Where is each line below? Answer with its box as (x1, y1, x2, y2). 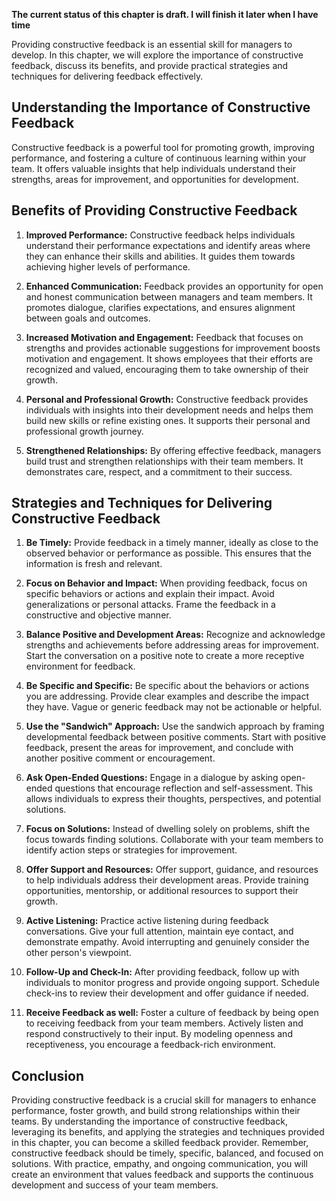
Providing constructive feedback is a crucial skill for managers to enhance (11, 1094, 317, 1106)
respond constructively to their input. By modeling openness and (25, 1028, 293, 1040)
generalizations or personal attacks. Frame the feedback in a (25, 599, 276, 611)
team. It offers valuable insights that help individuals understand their (11, 162, 297, 174)
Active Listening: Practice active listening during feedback (25, 915, 269, 927)
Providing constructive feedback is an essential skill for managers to (11, 39, 293, 50)
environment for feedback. (25, 660, 136, 673)
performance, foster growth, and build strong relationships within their (11, 1105, 301, 1117)
